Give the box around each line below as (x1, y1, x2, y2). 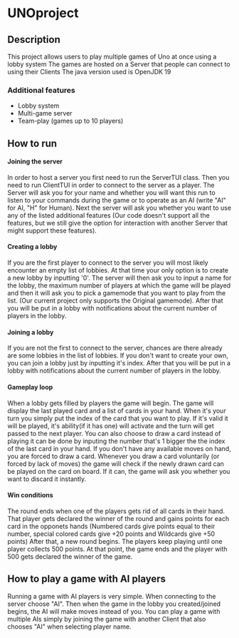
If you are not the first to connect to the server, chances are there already (7, 344, 223, 353)
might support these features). (7, 226, 97, 235)
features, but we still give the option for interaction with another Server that (7, 218, 228, 227)
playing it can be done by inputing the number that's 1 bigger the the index (7, 437, 225, 445)
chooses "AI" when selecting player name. (7, 622, 132, 631)
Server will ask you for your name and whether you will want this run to (7, 188, 216, 197)
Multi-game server (17, 109, 73, 118)
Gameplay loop (7, 383, 53, 391)
